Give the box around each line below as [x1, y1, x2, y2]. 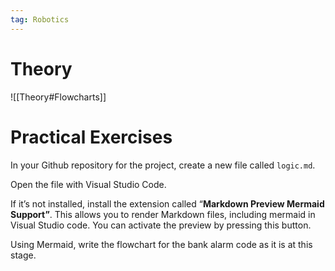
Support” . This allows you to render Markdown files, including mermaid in [10, 208, 316, 220]
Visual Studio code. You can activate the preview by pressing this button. [10, 219, 312, 231]
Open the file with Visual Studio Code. [10, 178, 167, 190]
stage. [10, 249, 37, 261]
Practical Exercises [10, 126, 173, 148]
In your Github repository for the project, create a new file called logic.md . [10, 159, 316, 171]
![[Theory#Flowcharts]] [10, 91, 107, 103]
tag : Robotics [10, 14, 70, 25]
